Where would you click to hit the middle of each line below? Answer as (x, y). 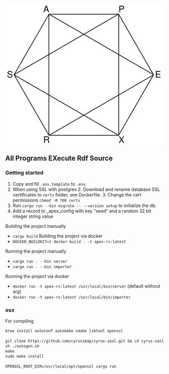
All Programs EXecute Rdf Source (59, 159)
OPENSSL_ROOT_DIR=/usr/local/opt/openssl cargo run (61, 366)
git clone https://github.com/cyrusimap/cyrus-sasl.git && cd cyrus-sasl (85, 341)
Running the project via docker (37, 276)
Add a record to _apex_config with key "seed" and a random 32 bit (82, 211)
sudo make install (25, 356)
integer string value (33, 216)
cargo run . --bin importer (42, 267)
